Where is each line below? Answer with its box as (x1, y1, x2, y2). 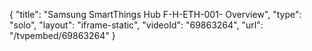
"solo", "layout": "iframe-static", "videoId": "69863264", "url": (9, 19, 264, 31)
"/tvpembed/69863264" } (9, 30, 116, 41)
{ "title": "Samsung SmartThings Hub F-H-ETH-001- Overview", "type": (9, 9, 302, 20)
